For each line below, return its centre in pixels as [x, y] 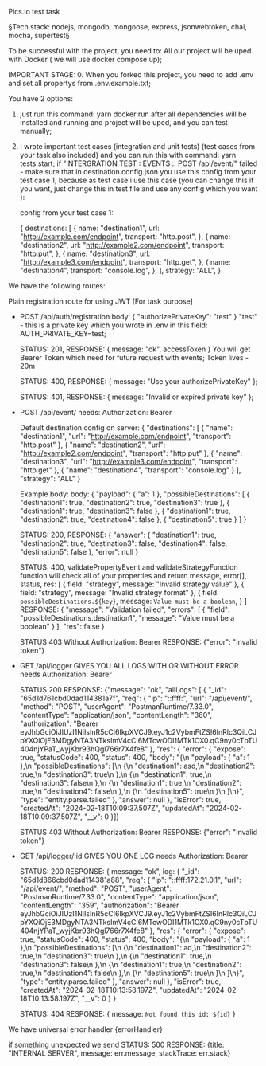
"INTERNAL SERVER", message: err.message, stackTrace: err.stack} [120, 1053]
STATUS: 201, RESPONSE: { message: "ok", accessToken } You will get [135, 349]
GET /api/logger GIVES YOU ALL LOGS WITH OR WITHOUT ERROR [129, 666]
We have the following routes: [57, 286]
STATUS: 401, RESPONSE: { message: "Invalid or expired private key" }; [137, 397]
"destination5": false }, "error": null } [79, 552]
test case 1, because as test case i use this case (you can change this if [137, 180]
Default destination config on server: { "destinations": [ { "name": [126, 428]
